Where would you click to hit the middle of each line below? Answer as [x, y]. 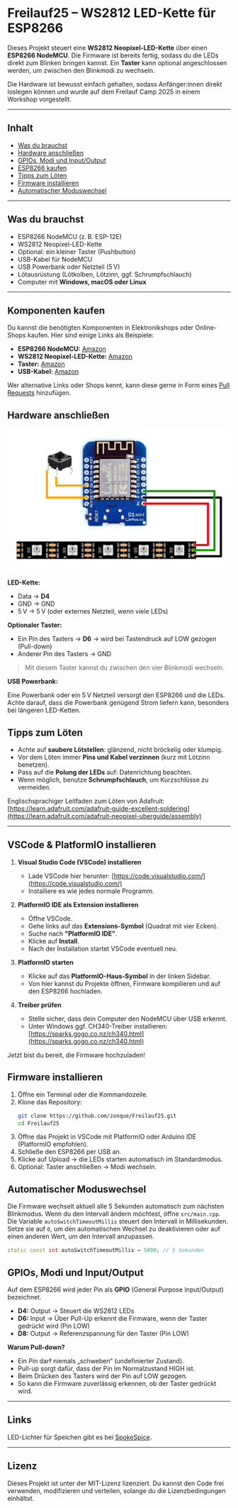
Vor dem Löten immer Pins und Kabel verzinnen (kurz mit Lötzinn [114, 758]
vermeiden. [34, 787]
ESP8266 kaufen [42, 167]
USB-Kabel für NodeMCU [55, 259]
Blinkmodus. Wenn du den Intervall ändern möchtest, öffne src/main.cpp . [114, 1214]
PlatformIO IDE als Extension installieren [78, 904]
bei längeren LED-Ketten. [44, 710]
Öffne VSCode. [50, 918]
